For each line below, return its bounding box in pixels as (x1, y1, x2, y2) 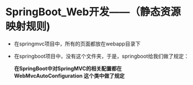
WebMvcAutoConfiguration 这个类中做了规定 (13, 72, 125, 79)
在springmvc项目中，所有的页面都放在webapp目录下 (13, 40, 141, 47)
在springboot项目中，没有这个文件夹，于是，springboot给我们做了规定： (13, 52, 189, 59)
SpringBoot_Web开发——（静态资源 (5, 5, 181, 19)
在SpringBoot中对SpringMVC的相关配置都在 (13, 65, 122, 72)
